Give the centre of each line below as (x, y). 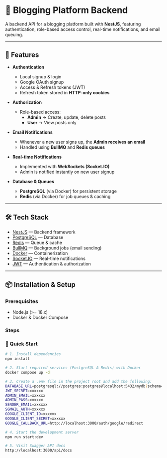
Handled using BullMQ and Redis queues (62, 147)
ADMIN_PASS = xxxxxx (24, 400)
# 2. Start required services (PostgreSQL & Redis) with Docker (73, 368)
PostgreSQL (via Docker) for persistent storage (68, 191)
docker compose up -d (28, 373)
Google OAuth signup (42, 82)
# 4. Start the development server (42, 432)
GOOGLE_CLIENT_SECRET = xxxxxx (35, 419)
